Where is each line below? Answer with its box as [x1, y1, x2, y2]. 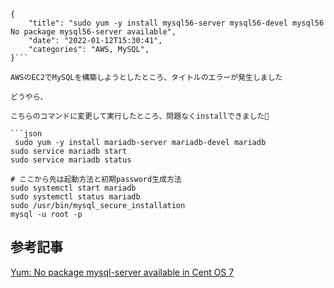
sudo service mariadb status [10, 155, 132, 165]
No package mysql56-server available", [10, 27, 177, 37]
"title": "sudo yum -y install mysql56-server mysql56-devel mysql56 [28, 18, 325, 28]
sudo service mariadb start [10, 146, 128, 156]
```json [10, 129, 43, 139]
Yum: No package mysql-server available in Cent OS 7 [10, 266, 235, 278]
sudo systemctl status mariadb [10, 192, 141, 202]
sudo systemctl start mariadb [10, 183, 137, 193]
